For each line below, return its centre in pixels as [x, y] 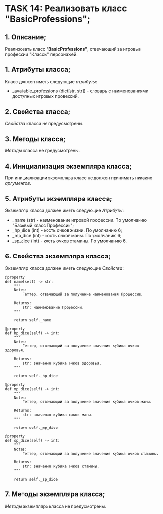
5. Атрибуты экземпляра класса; [59, 199]
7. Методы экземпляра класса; [55, 494]
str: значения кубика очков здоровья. [62, 363]
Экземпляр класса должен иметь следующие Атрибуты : [64, 211]
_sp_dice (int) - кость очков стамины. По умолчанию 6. [70, 241]
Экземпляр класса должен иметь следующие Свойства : [64, 268]
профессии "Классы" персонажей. [42, 54]
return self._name [33, 320]
